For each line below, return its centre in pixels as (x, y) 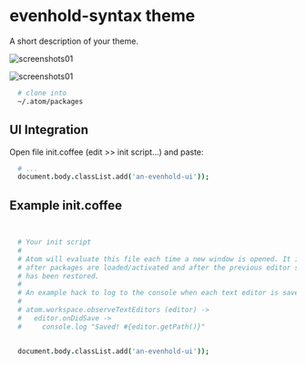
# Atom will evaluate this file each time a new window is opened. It (154, 259)
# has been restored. (59, 276)
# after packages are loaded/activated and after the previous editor (154, 268)
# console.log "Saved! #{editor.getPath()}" (112, 327)
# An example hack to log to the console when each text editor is (148, 293)
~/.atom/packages (51, 101)
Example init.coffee (66, 205)
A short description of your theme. (74, 41)
